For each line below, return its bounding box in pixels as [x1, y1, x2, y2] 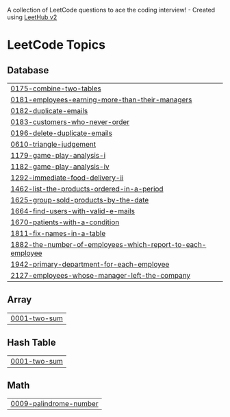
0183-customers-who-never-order [10, 117, 130, 126]
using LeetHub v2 [7, 13, 57, 21]
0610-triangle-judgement [10, 140, 97, 149]
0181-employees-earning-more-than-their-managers [10, 95, 192, 104]
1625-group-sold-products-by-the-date [10, 195, 149, 204]
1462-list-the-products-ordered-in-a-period [10, 184, 164, 193]
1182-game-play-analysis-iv [10, 162, 110, 171]
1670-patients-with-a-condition [10, 217, 120, 227]
